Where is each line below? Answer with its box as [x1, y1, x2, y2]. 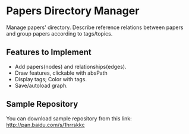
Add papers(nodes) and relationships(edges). [14, 63, 127, 70]
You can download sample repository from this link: [6, 114, 132, 122]
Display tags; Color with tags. [14, 75, 87, 82]
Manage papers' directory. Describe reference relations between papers [6, 24, 184, 31]
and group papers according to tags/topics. [6, 30, 113, 37]
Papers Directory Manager [6, 4, 140, 18]
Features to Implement [6, 47, 92, 58]
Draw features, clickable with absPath [14, 69, 108, 76]
